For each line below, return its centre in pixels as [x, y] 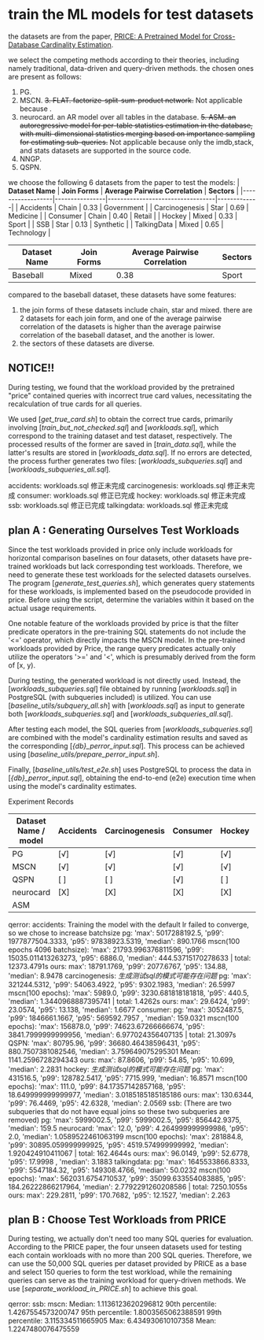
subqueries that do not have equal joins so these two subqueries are [119, 1111]
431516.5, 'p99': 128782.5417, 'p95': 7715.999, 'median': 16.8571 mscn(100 [128, 1078]
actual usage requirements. [52, 608]
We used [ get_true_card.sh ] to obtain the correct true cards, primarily [121, 419]
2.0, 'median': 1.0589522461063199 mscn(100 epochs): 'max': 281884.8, [126, 1136]
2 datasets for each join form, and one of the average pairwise [121, 318]
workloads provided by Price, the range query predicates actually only [122, 648]
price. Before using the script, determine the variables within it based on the [131, 599]
